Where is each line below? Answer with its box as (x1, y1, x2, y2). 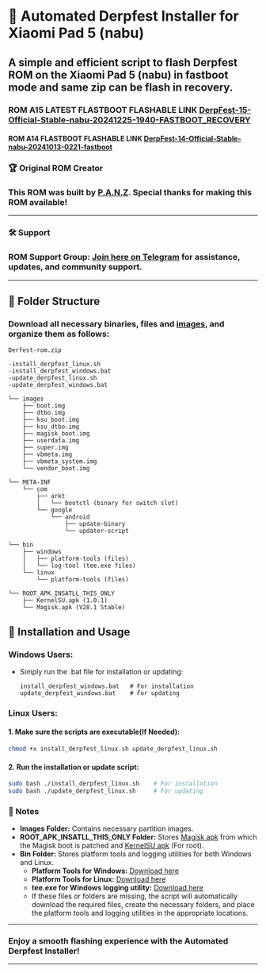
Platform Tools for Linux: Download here (31, 875, 166, 884)
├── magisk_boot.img (22, 430, 90, 438)
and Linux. (19, 858, 54, 867)
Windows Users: (8, 649, 74, 660)
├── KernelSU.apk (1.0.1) (22, 597, 108, 604)
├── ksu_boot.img (22, 416, 80, 424)
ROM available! (8, 196, 68, 207)
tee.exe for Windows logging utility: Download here (31, 883, 204, 893)
